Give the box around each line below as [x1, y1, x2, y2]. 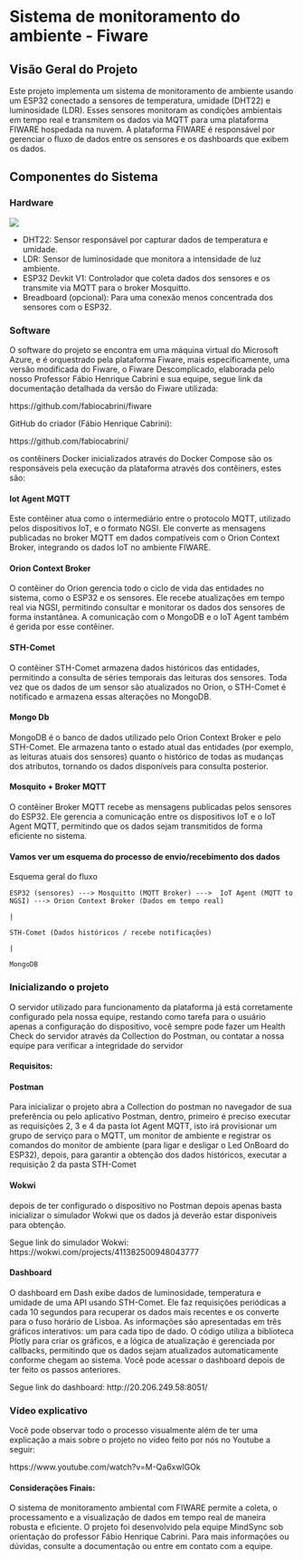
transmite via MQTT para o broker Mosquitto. [22, 282, 192, 293]
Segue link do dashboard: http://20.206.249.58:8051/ [9, 1382, 208, 1393]
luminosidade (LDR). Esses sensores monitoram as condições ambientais [9, 105, 282, 115]
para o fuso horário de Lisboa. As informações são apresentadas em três [9, 1316, 282, 1327]
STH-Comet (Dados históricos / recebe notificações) [9, 928, 213, 937]
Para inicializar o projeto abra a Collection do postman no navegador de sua [9, 1101, 292, 1112]
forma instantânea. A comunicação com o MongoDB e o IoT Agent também [9, 612, 289, 623]
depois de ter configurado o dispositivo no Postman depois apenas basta [9, 1200, 282, 1211]
